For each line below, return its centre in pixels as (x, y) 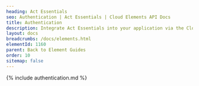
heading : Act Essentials (37, 11)
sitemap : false (25, 61)
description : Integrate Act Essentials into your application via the (95, 28)
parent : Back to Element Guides (46, 50)
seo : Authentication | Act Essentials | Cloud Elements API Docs (88, 17)
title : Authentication (34, 22)
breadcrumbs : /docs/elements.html (49, 39)
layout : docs (22, 34)
